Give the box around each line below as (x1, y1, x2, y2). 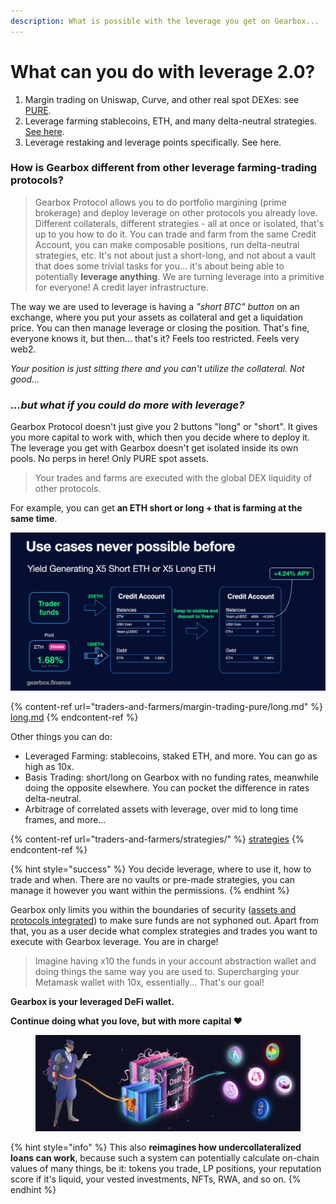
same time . (10, 513, 58, 525)
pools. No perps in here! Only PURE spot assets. (10, 453, 209, 465)
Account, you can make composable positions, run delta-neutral (34, 238, 300, 250)
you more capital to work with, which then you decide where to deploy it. (10, 431, 310, 444)
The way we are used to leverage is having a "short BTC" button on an (10, 300, 300, 312)
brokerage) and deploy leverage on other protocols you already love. (34, 206, 318, 219)
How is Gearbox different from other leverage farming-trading (10, 161, 318, 175)
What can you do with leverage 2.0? (10, 60, 316, 83)
